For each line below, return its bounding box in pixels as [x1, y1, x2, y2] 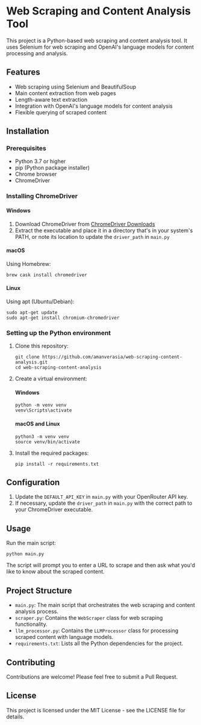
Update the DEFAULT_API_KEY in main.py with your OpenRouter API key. [14, 493, 188, 501]
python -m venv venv [14, 402, 67, 409]
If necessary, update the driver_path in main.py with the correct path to [14, 499, 193, 507]
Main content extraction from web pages [14, 89, 116, 97]
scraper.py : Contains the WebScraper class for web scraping [14, 614, 163, 622]
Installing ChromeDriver [6, 192, 78, 200]
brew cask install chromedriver [6, 272, 87, 278]
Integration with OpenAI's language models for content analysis [14, 102, 173, 110]
